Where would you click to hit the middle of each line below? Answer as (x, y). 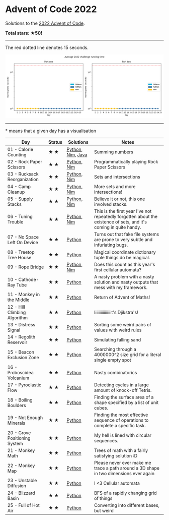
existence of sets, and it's (120, 222)
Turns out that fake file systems (126, 234)
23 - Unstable (22, 481)
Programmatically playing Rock (126, 162)
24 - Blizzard (21, 493)
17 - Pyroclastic (24, 385)
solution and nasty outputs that (126, 282)
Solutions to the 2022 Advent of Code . (45, 23)
